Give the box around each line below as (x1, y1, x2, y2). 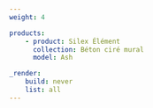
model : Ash (32, 54, 73, 62)
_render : (9, 69, 42, 78)
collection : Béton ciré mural (32, 45, 144, 54)
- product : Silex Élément (25, 37, 121, 46)
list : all (25, 85, 62, 94)
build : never (25, 77, 73, 86)
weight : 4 (9, 12, 46, 22)
